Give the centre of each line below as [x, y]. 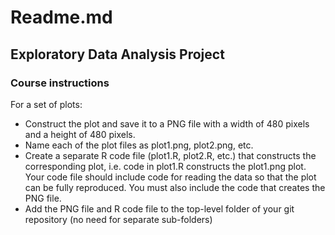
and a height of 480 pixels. [80, 134]
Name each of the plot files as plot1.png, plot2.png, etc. [139, 145]
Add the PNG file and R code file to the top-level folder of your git [159, 208]
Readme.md [61, 17]
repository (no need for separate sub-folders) [118, 219]
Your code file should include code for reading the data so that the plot [170, 177]
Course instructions [60, 83]
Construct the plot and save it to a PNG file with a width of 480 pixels [167, 123]
